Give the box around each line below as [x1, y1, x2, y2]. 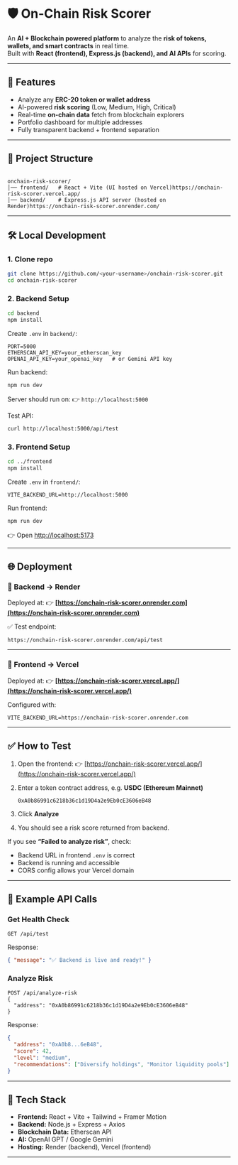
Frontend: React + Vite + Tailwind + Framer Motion [17, 1112, 167, 1121]
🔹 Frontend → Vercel [7, 660, 79, 670]
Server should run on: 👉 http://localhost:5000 [7, 395, 149, 403]
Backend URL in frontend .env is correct [17, 850, 135, 860]
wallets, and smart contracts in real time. [7, 41, 130, 50]
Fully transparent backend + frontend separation [17, 125, 159, 134]
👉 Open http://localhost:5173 [7, 531, 94, 539]
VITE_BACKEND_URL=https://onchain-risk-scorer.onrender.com [7, 714, 189, 721]
